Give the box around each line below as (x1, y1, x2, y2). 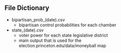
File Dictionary (4, 4, 49, 12)
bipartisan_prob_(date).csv (11, 17, 65, 22)
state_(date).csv (11, 27, 44, 33)
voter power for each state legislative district (18, 32, 108, 38)
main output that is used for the (18, 37, 82, 43)
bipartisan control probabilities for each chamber (18, 22, 117, 28)
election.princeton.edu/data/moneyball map (18, 42, 106, 48)
